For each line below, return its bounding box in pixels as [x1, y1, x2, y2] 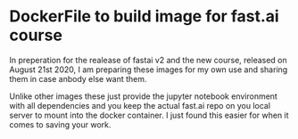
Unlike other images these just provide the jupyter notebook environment [9, 91, 278, 102]
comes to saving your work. [9, 119, 112, 130]
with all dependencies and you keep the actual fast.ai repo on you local [9, 100, 270, 110]
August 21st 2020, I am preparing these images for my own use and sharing [9, 64, 288, 75]
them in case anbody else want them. [9, 73, 147, 84]
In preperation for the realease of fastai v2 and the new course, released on [9, 54, 287, 65]
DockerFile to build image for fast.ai [9, 6, 279, 27]
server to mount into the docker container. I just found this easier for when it [9, 110, 289, 120]
